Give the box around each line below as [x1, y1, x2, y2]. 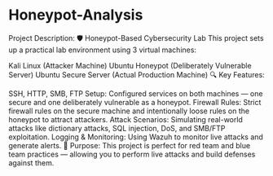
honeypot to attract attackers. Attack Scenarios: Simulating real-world [8, 114, 243, 124]
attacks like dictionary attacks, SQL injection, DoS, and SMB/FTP [8, 123, 226, 133]
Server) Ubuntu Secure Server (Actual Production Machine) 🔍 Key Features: [8, 69, 265, 79]
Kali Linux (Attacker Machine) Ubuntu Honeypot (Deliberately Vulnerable [8, 60, 252, 70]
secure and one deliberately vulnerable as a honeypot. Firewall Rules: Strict [8, 97, 262, 107]
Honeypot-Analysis [8, 6, 143, 24]
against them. [8, 157, 55, 168]
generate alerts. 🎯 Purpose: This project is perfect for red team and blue [8, 140, 251, 150]
